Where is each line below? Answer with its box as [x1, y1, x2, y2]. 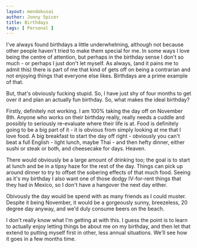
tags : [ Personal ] [6, 25, 54, 31]
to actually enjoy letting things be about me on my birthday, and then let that [6, 223, 191, 230]
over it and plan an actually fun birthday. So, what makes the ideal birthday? [6, 96, 190, 103]
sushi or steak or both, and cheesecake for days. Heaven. [6, 145, 146, 152]
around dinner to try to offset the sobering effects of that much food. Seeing [6, 169, 191, 176]
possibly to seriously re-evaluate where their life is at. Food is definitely [6, 120, 179, 127]
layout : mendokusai [6, 8, 54, 15]
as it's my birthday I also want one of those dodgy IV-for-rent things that [6, 175, 181, 182]
